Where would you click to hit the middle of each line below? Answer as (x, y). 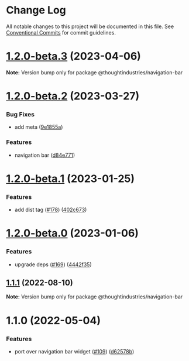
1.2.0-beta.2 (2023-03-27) (73, 96)
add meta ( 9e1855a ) (39, 127)
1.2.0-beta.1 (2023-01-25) (71, 178)
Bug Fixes (20, 114)
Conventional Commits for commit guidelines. (61, 32)
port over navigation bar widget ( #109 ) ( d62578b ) (74, 351)
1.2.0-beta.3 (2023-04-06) (74, 56)
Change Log (36, 10)
